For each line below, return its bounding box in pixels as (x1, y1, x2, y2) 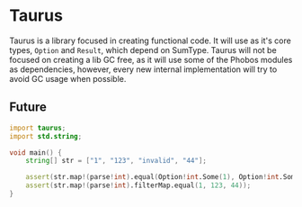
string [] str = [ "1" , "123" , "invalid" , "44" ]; (25, 157, 207, 166)
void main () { (9, 148, 63, 157)
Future (9, 100, 48, 115)
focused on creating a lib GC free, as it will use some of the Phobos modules (9, 54, 293, 65)
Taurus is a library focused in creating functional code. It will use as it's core (9, 35, 292, 46)
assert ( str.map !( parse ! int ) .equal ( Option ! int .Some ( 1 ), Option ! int (25, 173, 280, 182)
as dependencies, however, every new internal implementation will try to (9, 64, 278, 75)
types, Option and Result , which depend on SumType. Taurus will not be (9, 44, 277, 55)
